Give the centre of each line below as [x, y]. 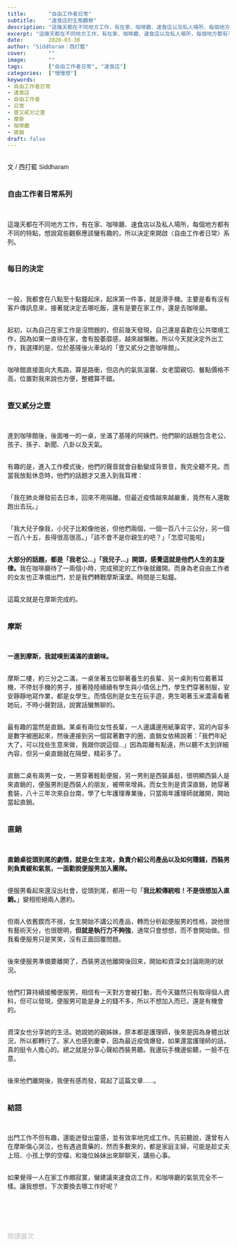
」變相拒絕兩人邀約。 [48, 899]
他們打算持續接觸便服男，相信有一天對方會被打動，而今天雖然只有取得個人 [115, 992]
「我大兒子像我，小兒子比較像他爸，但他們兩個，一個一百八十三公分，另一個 [119, 529]
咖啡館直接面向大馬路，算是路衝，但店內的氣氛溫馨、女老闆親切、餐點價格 [115, 370]
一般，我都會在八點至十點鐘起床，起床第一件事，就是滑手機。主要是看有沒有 [119, 299]
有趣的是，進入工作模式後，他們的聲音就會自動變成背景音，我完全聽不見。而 [119, 467]
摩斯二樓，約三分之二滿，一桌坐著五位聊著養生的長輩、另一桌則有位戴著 [112, 679]
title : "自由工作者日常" [49, 14]
